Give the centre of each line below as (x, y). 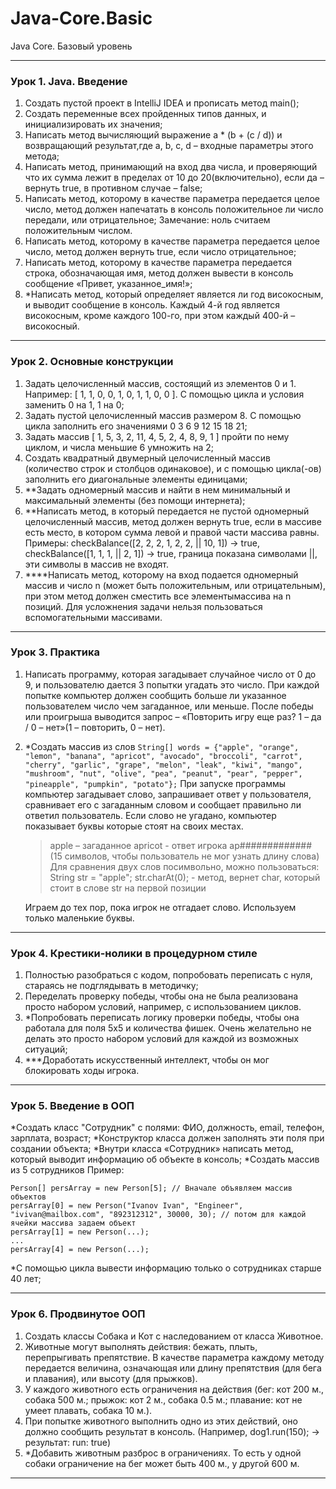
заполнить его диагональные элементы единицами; (136, 479)
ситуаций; (46, 1049)
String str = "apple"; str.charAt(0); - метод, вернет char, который (185, 877)
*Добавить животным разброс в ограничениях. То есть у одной (163, 1453)
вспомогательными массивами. (93, 617)
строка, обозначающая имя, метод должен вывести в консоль (159, 273)
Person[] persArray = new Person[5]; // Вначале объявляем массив (151, 1188)
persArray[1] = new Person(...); (80, 1232)
